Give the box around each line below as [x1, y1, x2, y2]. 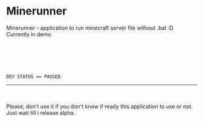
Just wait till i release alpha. [6, 109, 76, 116]
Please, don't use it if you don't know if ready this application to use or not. [6, 103, 193, 110]
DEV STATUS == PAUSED [6, 74, 61, 80]
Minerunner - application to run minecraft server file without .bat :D [6, 24, 173, 31]
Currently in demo [6, 30, 51, 37]
